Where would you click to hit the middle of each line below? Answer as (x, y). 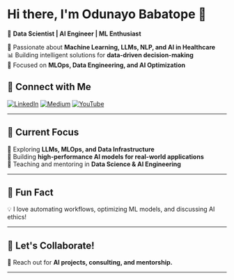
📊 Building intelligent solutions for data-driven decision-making (100, 54)
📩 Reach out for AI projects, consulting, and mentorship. (90, 263)
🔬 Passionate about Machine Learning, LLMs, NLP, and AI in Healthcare (111, 47)
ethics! (17, 217)
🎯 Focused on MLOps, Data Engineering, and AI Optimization (96, 65)
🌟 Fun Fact (30, 192)
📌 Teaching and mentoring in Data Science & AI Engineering (94, 164)
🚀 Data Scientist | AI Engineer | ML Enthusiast (74, 34)
